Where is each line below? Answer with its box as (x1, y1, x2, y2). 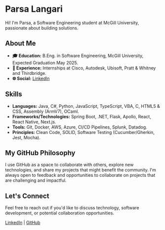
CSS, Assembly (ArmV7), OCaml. (12, 108, 79, 114)
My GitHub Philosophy (5, 149, 75, 157)
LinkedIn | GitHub (5, 220, 40, 226)
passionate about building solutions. (5, 25, 79, 31)
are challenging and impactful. (5, 177, 67, 183)
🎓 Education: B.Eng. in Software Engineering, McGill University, (12, 53, 144, 59)
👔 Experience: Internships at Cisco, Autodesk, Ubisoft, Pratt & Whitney (12, 65, 156, 71)
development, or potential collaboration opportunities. (5, 210, 114, 216)
